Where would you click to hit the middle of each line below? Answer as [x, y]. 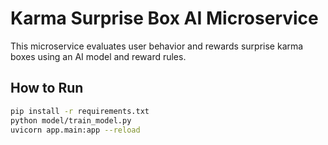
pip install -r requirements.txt [80, 111]
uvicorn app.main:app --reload [75, 130]
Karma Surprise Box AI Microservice [164, 18]
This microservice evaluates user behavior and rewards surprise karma [157, 46]
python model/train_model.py [71, 120]
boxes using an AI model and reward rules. [98, 56]
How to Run [47, 88]
